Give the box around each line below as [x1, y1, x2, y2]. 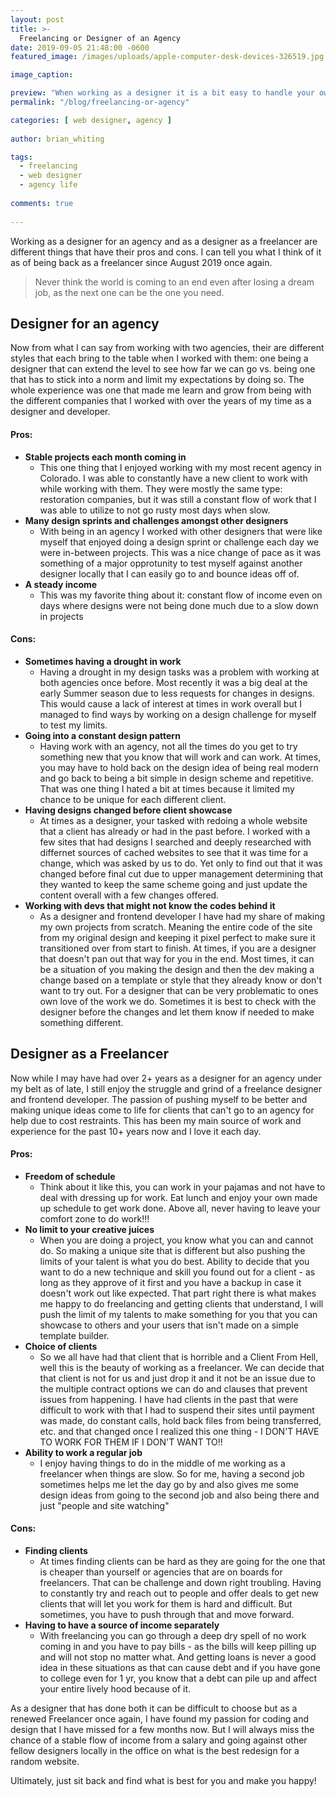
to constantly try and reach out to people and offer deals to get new [39, 1587, 320, 1599]
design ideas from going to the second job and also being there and [39, 1489, 320, 1501]
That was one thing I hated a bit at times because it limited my [39, 782, 295, 795]
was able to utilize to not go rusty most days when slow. [39, 504, 271, 516]
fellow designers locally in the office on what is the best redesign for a [10, 1744, 300, 1756]
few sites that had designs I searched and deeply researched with [39, 836, 312, 848]
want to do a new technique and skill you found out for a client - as [39, 1266, 316, 1278]
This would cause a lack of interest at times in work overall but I [39, 697, 302, 710]
